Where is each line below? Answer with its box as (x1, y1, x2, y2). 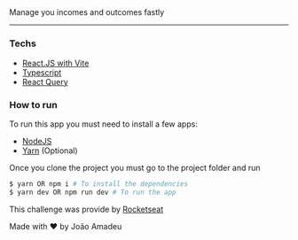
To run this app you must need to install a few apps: (9, 119, 198, 129)
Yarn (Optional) (21, 145, 78, 156)
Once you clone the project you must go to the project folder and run (9, 162, 261, 173)
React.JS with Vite (21, 58, 90, 68)
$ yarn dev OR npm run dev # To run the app (9, 188, 176, 197)
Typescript (21, 66, 62, 78)
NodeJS (21, 135, 52, 146)
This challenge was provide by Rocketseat (9, 204, 164, 214)
